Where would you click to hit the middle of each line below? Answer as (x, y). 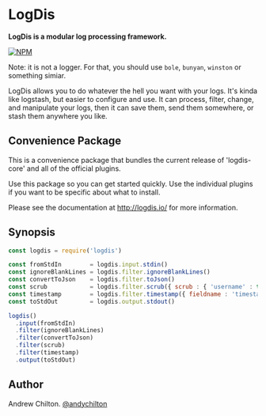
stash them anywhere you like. (58, 115)
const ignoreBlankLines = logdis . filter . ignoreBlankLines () (110, 272)
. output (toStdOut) (46, 360)
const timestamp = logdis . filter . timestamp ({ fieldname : (118, 294)
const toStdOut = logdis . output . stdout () (92, 301)
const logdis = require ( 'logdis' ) (65, 251)
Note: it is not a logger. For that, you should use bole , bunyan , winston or (125, 67)
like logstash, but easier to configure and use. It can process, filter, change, (131, 99)
